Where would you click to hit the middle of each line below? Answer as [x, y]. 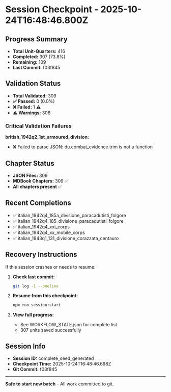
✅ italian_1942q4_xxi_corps [41, 227]
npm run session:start [37, 305]
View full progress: [33, 315]
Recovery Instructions [41, 255]
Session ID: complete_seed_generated [53, 358]
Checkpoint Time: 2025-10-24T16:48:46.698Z [62, 364]
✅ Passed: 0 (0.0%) [34, 101]
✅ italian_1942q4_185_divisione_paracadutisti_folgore [68, 221]
